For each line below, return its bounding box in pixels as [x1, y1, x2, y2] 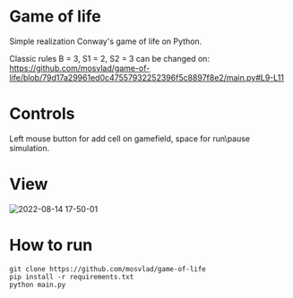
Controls [9, 104, 75, 124]
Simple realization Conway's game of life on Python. [9, 36, 203, 47]
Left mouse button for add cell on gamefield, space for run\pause [9, 132, 251, 144]
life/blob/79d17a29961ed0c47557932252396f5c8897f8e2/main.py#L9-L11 [9, 72, 285, 82]
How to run [9, 235, 93, 255]
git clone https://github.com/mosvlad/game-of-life [9, 264, 206, 274]
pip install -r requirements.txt [9, 272, 134, 281]
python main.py [9, 280, 66, 289]
